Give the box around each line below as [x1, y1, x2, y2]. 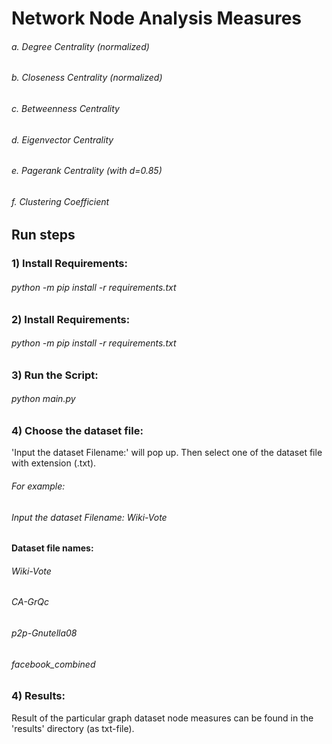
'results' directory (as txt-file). [11, 722, 135, 734]
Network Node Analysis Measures [11, 7, 303, 30]
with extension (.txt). [11, 457, 97, 469]
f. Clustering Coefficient [11, 195, 110, 207]
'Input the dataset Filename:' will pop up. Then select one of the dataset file [11, 447, 323, 459]
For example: [11, 480, 66, 492]
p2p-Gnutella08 [11, 627, 78, 639]
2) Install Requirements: [11, 312, 131, 326]
